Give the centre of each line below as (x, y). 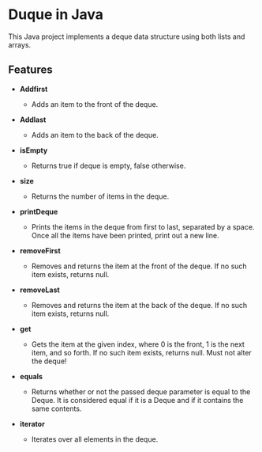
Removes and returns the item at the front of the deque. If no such (139, 266)
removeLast (40, 290)
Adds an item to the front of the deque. (95, 104)
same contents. (56, 408)
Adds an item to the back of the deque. (95, 135)
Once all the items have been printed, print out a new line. (125, 235)
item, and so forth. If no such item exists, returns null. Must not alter (142, 352)
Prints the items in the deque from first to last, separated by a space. (143, 226)
